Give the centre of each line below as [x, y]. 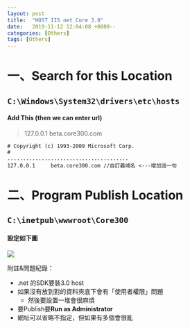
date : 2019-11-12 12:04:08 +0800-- [62, 26]
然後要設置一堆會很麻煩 [61, 300]
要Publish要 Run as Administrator [65, 309]
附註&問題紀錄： [31, 268]
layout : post [26, 14]
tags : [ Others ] [29, 40]
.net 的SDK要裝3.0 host [51, 283]
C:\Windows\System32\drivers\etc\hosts [94, 101]
